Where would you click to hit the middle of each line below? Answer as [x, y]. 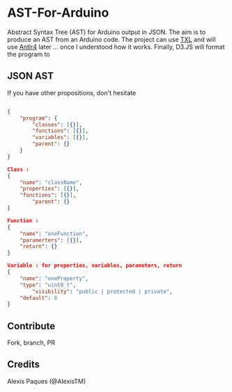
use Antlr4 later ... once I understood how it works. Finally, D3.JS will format [116, 47]
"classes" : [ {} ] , [57, 124]
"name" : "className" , [51, 182]
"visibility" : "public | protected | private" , [102, 291]
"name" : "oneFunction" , [54, 234]
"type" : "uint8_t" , [48, 285]
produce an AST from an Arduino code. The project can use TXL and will [111, 39]
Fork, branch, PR [31, 343]
